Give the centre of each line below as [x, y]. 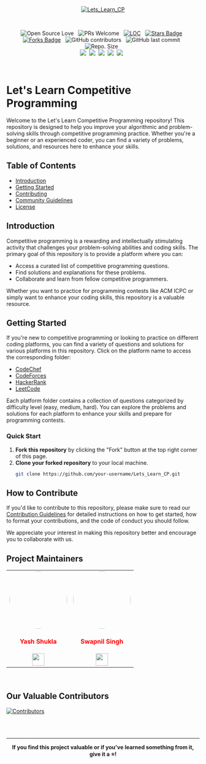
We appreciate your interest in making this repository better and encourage [101, 533]
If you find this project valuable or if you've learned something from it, [103, 747]
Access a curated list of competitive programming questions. [92, 266]
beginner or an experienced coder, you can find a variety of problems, [95, 140]
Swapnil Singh [102, 641]
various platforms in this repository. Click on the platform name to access [99, 351]
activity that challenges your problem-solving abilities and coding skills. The [102, 247]
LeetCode [28, 389]
